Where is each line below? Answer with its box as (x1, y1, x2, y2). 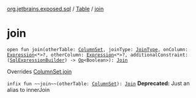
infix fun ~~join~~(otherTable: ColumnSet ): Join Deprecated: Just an (7, 79, 190, 87)
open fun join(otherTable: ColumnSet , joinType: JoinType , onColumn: (7, 46, 189, 52)
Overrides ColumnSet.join (7, 68, 72, 75)
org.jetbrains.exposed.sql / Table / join (7, 5, 104, 12)
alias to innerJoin (7, 86, 50, 93)
